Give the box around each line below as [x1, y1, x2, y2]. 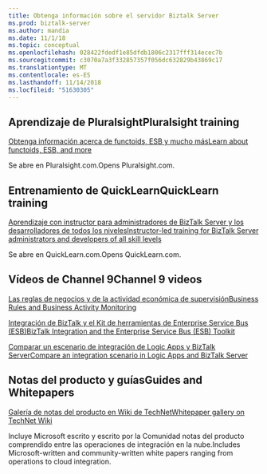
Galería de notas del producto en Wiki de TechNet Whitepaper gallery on [8, 407, 245, 417]
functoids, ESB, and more [8, 145, 92, 155]
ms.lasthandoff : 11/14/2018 [8, 78, 102, 86]
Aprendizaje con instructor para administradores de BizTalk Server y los [8, 217, 245, 227]
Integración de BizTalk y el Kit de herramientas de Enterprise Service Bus [8, 318, 249, 327]
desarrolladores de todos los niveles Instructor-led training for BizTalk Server [8, 226, 259, 235]
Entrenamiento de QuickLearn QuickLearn [8, 184, 219, 197]
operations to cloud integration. [8, 456, 112, 466]
